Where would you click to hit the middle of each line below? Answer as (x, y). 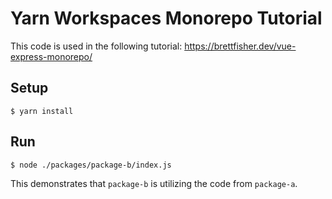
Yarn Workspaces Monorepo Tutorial (166, 18)
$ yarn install (42, 111)
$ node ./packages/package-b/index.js (91, 165)
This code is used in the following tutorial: (96, 46)
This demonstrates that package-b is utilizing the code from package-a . (154, 183)
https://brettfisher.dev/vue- (240, 46)
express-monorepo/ (51, 56)
